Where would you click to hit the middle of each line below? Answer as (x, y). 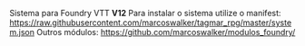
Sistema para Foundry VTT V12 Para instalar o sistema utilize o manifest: (145, 13)
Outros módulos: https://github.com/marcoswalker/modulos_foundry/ (166, 32)
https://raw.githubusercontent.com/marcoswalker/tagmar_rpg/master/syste (151, 23)
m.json (22, 32)
